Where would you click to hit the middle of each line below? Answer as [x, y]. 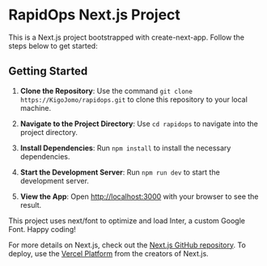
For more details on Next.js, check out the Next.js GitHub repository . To [127, 245]
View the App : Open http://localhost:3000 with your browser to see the [139, 196]
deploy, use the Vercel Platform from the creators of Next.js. [108, 253]
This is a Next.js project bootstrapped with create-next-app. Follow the [127, 37]
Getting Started [48, 72]
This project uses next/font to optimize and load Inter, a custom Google [127, 221]
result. [31, 205]
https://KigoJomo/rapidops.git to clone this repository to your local [134, 99]
